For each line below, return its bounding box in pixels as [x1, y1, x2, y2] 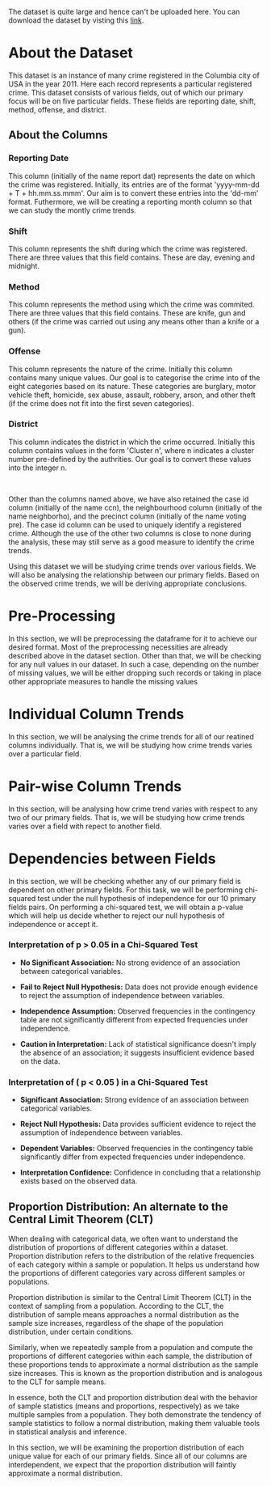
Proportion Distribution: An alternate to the [8, 1200, 228, 1213]
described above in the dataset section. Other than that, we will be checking [8, 650, 262, 660]
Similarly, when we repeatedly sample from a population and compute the [8, 1342, 253, 1352]
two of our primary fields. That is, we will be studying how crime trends [8, 812, 245, 822]
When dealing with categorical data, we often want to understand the [8, 1234, 239, 1243]
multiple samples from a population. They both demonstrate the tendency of [8, 1409, 262, 1419]
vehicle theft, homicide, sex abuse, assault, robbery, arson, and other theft [8, 390, 256, 400]
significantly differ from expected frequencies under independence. [19, 1152, 246, 1162]
